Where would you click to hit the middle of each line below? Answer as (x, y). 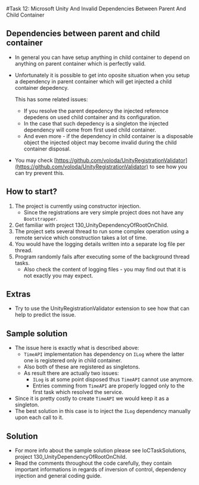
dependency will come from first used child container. (90, 130)
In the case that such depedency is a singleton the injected (96, 123)
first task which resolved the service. (78, 392)
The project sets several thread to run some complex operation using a (102, 231)
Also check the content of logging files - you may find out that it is (105, 269)
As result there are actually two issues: (71, 373)
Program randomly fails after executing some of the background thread (102, 256)
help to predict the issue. (45, 315)
